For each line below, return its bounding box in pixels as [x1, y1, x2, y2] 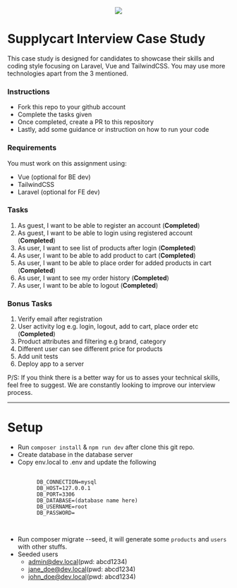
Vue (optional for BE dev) [17, 173, 91, 181]
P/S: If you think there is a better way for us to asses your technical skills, [7, 374, 220, 382]
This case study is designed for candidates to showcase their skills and [7, 54, 215, 63]
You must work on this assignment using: [7, 159, 127, 167]
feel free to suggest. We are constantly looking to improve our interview [7, 381, 216, 389]
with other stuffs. [17, 543, 68, 551]
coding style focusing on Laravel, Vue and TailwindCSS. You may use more [7, 61, 226, 70]
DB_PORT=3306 [36, 491, 75, 498]
